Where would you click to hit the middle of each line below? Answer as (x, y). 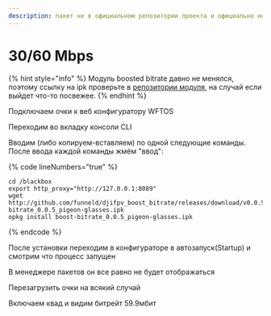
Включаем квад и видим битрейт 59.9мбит (83, 303)
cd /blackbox (30, 181)
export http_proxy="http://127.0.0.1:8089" (83, 188)
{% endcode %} (35, 232)
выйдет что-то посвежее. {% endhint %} (77, 95)
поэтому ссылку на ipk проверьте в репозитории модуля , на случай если (135, 86)
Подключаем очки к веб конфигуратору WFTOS (91, 111)
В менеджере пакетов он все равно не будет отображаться (112, 272)
